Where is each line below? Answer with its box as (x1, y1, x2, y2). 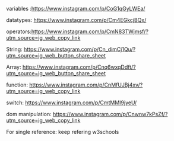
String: (6, 46, 23, 53)
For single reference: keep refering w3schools (6, 129, 119, 135)
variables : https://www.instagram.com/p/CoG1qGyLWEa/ (6, 5, 145, 12)
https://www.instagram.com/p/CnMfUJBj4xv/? (29, 81, 143, 88)
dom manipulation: (6, 111, 52, 117)
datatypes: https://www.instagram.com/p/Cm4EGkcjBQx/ (6, 17, 147, 23)
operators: (6, 28, 31, 35)
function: (6, 81, 29, 88)
